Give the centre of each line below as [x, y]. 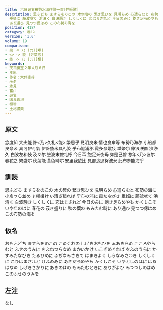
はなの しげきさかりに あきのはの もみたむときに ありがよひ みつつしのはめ [80, 268]
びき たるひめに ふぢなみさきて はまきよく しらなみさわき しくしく [89, 256]
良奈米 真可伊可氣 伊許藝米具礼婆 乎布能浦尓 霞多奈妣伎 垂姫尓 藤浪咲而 [77, 148]
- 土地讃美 [15, 109]
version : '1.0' [20, 37]
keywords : [15, 64]
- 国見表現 [15, 100]
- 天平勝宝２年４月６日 [25, 68]
